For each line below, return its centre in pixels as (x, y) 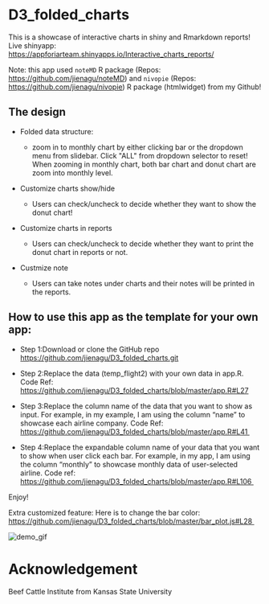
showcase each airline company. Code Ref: (92, 423)
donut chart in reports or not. (80, 252)
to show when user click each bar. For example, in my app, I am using (135, 455)
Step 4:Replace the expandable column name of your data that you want (140, 447)
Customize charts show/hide (67, 188)
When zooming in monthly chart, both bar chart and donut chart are (144, 164)
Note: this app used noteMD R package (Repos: (85, 69)
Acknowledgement (73, 569)
